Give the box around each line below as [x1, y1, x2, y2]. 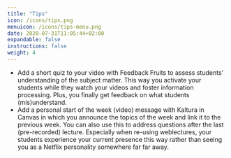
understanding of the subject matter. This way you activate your [17, 76, 202, 84]
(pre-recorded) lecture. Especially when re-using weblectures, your [17, 127, 212, 136]
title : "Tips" [7, 10, 49, 17]
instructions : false [7, 43, 68, 50]
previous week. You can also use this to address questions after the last [17, 120, 224, 129]
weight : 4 [7, 50, 36, 57]
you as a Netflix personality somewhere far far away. [17, 143, 170, 151]
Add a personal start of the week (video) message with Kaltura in [17, 106, 204, 114]
